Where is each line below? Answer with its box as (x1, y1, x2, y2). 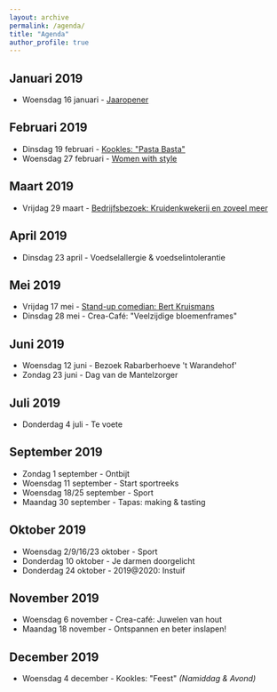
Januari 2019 (9, 70, 83, 85)
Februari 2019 (9, 120, 88, 135)
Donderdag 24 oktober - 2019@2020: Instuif (21, 565, 186, 575)
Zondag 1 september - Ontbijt (21, 468, 131, 479)
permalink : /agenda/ (9, 21, 86, 30)
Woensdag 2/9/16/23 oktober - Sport (21, 546, 158, 557)
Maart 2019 (9, 179, 74, 194)
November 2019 (9, 591, 99, 606)
